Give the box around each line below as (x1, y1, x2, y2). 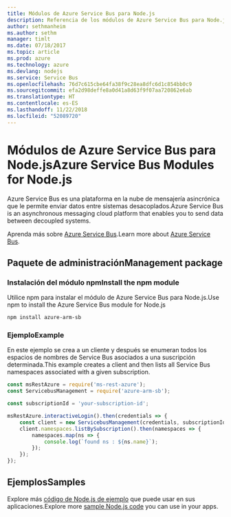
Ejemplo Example (7, 330, 65, 340)
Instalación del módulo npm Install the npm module (7, 277, 180, 287)
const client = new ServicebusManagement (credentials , (19, 418, 180, 426)
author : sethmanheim (7, 23, 67, 30)
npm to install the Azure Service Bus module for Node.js (7, 301, 166, 309)
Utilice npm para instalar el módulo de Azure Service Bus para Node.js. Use (7, 294, 220, 302)
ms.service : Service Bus (7, 74, 78, 81)
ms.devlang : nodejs (7, 68, 63, 74)
